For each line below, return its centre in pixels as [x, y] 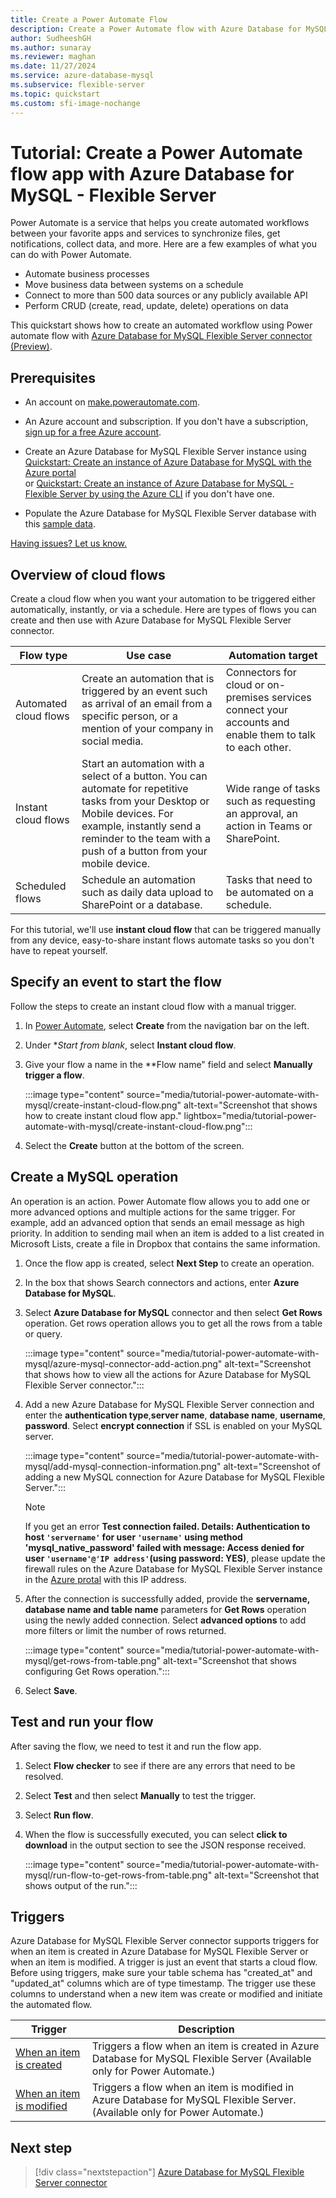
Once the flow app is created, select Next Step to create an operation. [169, 1263]
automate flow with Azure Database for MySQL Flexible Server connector [161, 336]
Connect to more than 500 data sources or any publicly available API [166, 295]
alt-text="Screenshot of [272, 1466]
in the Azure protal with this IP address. [105, 1579]
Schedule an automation [138, 880]
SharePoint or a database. [142, 905]
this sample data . [60, 524]
